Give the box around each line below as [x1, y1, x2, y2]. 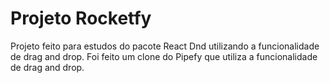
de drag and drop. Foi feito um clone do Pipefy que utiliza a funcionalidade [10, 50, 318, 62]
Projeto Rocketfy [10, 7, 152, 30]
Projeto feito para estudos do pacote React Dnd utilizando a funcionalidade [10, 40, 320, 52]
